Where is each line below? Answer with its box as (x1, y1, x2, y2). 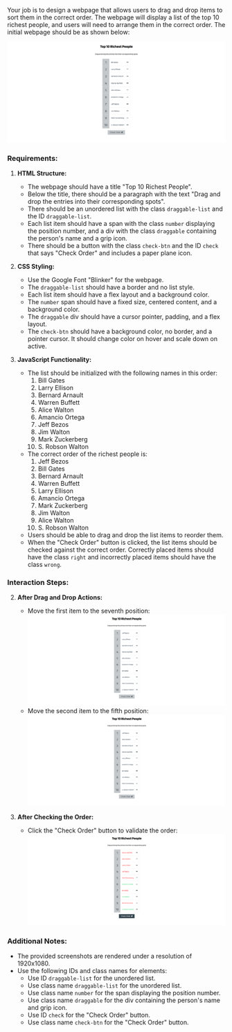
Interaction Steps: (7, 578, 69, 588)
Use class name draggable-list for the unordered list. (27, 981, 182, 990)
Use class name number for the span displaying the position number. (27, 989, 221, 997)
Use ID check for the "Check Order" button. (27, 1011, 150, 1020)
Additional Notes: (7, 936, 68, 945)
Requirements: (7, 153, 58, 163)
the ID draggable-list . (27, 212, 92, 220)
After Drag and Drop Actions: (17, 593, 102, 602)
